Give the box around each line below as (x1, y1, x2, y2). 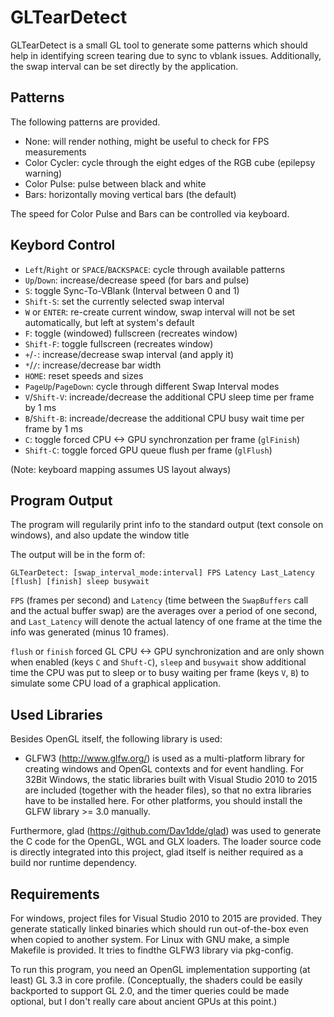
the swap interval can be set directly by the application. (10, 60, 239, 72)
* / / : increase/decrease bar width (24, 359, 162, 371)
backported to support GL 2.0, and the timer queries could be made (10, 985, 290, 996)
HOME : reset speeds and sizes (24, 369, 144, 381)
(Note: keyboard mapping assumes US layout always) (10, 463, 232, 475)
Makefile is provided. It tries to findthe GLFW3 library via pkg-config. (10, 944, 294, 956)
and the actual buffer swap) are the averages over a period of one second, (10, 605, 318, 617)
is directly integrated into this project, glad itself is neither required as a (10, 846, 304, 858)
